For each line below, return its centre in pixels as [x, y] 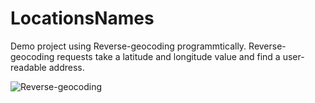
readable [28, 67]
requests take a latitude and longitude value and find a [168, 56]
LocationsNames [82, 18]
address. [66, 67]
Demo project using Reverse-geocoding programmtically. [128, 46]
